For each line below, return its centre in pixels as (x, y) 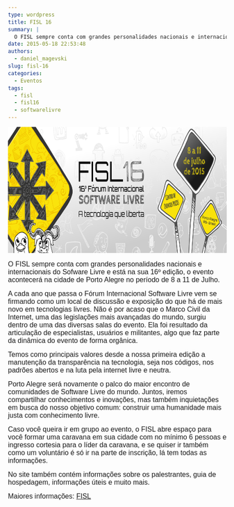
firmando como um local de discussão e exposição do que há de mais (115, 301)
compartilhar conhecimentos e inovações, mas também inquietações (114, 400)
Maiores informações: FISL (50, 496)
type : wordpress (31, 15)
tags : (16, 88)
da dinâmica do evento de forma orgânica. (73, 340)
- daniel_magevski (41, 59)
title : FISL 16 (30, 22)
